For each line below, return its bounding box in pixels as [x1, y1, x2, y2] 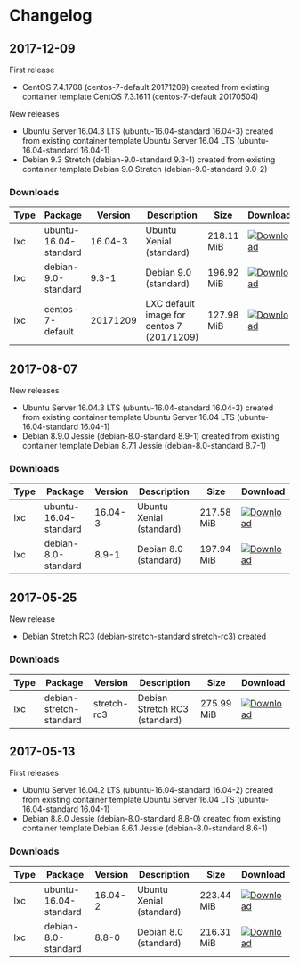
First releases [9, 768, 60, 779]
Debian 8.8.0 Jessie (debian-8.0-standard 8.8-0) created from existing [21, 813, 282, 824]
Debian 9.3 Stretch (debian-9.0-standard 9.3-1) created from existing [21, 154, 276, 165]
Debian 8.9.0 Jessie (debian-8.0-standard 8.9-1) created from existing [21, 431, 280, 442]
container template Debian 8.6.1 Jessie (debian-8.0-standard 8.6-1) [21, 822, 269, 834]
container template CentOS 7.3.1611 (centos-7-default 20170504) [21, 91, 259, 102]
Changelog [9, 5, 93, 26]
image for [145, 309, 186, 321]
